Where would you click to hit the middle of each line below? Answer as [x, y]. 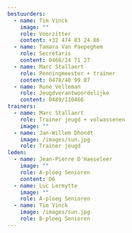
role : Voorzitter [46, 34]
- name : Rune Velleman [47, 87]
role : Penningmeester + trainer [68, 73]
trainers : [22, 107]
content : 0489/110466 [52, 100]
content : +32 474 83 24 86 [60, 40]
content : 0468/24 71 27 [55, 60]
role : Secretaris [46, 54]
